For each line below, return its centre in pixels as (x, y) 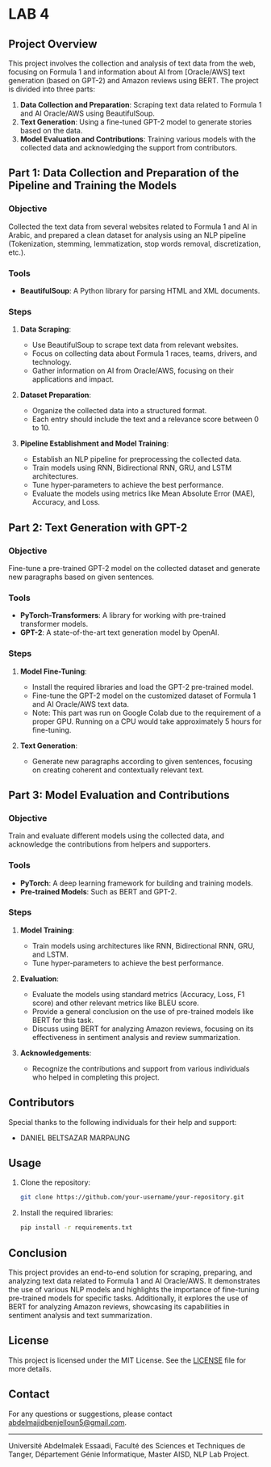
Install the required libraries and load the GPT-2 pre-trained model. (143, 687)
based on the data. (51, 131)
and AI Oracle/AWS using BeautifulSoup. (88, 113)
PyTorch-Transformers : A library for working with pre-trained (123, 615)
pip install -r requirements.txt (76, 1228)
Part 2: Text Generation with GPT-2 (98, 528)
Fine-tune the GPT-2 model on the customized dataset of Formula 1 (144, 695)
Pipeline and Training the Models (93, 186)
